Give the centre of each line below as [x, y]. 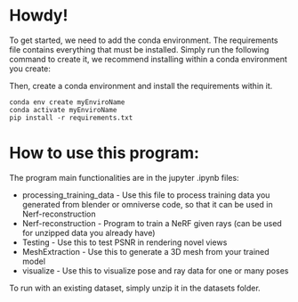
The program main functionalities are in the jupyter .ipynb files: [124, 177]
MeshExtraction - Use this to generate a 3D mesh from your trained [145, 251]
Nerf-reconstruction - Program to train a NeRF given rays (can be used [152, 223]
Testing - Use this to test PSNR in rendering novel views [125, 242]
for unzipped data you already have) [89, 233]
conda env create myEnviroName [67, 102]
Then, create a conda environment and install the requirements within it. [141, 86]
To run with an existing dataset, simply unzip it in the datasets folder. [135, 288]
